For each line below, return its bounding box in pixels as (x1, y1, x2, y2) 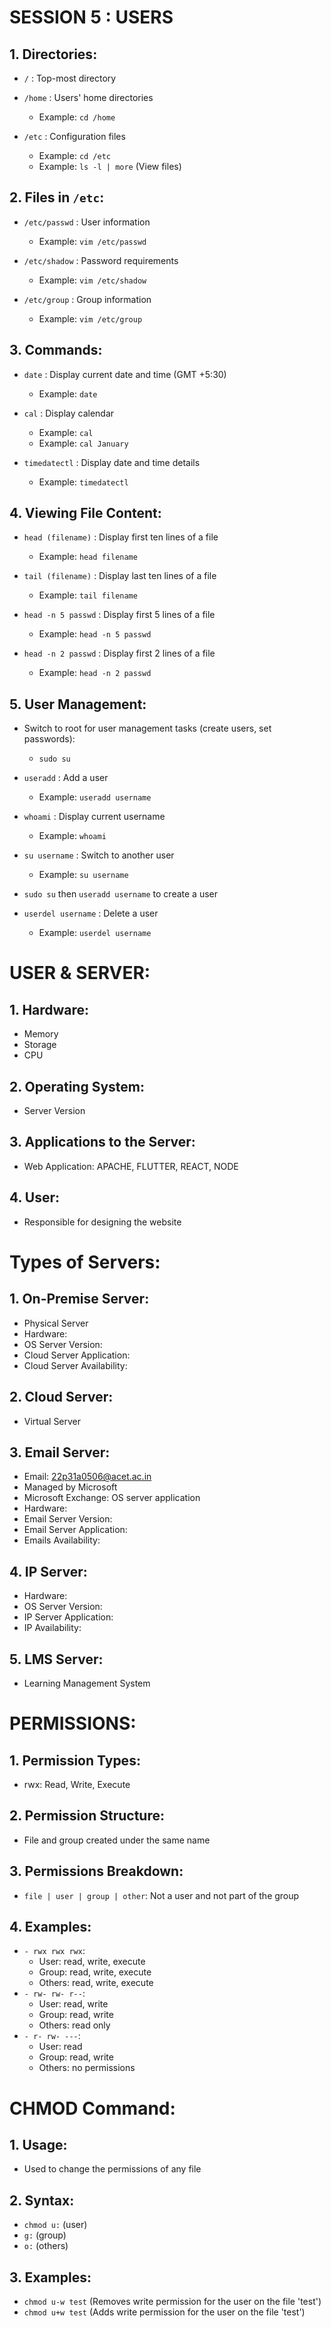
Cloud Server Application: (23, 1349, 131, 1361)
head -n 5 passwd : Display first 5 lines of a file (23, 609, 216, 621)
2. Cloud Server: (9, 1389, 114, 1406)
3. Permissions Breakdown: (9, 1863, 184, 1880)
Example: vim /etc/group (38, 312, 143, 325)
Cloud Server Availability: (23, 1359, 128, 1371)
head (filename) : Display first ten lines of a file (23, 531, 219, 543)
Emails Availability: (23, 1534, 101, 1546)
